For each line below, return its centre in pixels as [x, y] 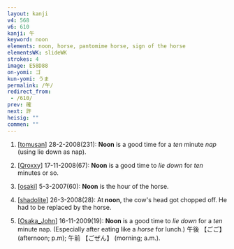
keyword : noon [28, 40]
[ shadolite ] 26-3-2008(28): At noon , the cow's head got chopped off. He [122, 199]
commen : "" [23, 124]
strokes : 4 [23, 59]
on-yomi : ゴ [24, 72]
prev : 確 [19, 105]
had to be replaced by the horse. [64, 207]
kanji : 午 [21, 33]
